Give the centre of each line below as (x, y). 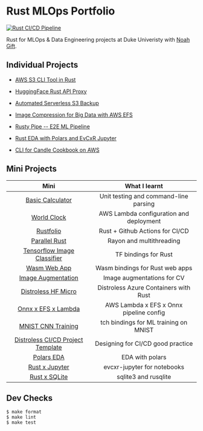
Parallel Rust (49, 241)
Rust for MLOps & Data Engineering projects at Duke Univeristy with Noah (98, 39)
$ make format (24, 412)
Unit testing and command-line (144, 196)
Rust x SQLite (49, 377)
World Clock (49, 217)
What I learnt (144, 186)
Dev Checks (30, 398)
